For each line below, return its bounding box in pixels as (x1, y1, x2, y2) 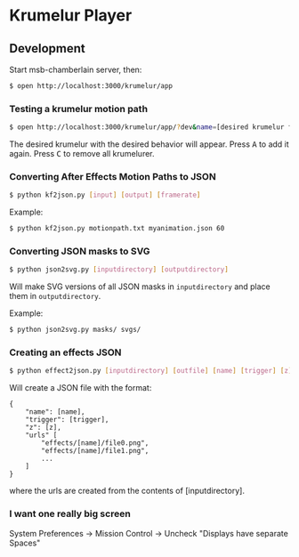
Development (9, 41, 86, 56)
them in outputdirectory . (9, 291, 101, 302)
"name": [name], (25, 408, 86, 416)
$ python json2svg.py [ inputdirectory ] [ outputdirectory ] (9, 265, 229, 274)
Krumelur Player (9, 5, 133, 26)
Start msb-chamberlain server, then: (9, 64, 142, 75)
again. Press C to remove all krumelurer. (9, 149, 155, 159)
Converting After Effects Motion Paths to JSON (9, 170, 216, 182)
